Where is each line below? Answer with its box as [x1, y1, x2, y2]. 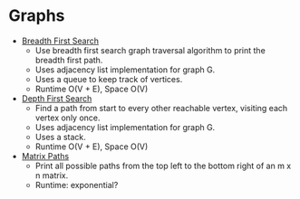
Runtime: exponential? [34, 179, 119, 190]
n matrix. [34, 169, 69, 181]
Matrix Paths [21, 150, 70, 161]
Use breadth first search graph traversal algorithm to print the [34, 44, 266, 55]
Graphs [8, 5, 65, 26]
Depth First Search [21, 92, 92, 104]
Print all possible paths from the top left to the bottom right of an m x [34, 160, 292, 171]
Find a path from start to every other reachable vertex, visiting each [34, 102, 288, 113]
